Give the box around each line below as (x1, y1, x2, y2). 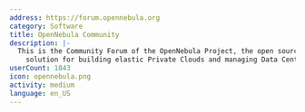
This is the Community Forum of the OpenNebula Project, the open (17, 47, 274, 56)
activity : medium (9, 80, 75, 89)
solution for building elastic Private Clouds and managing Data (25, 55, 279, 64)
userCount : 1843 (9, 64, 71, 73)
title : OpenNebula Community (9, 30, 120, 39)
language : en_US (9, 89, 71, 98)
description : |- (9, 38, 71, 48)
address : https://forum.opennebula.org (9, 13, 161, 23)
